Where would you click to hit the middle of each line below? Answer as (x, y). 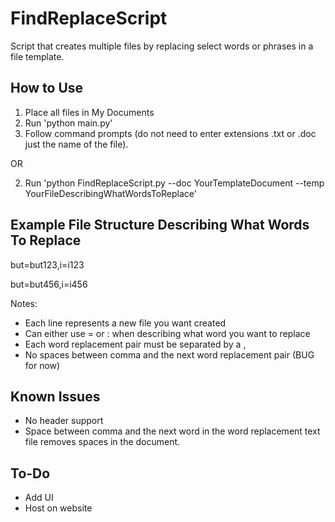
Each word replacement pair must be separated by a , (135, 344)
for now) (42, 365)
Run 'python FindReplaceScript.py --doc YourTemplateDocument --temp (174, 183)
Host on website (58, 508)
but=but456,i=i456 (49, 284)
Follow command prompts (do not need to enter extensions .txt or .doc (170, 133)
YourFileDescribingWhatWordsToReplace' (110, 193)
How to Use (47, 88)
